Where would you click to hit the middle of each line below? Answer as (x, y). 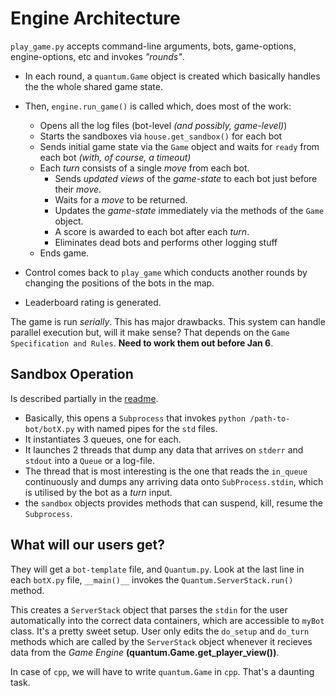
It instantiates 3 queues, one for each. (103, 439)
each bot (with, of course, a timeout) (115, 157)
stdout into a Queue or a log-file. (90, 460)
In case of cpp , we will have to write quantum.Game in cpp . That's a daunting (162, 671)
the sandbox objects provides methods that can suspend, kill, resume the (173, 503)
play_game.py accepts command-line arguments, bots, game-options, (153, 46)
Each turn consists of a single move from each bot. (144, 168)
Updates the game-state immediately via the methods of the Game (189, 210)
